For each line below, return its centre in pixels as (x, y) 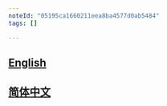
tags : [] (23, 23)
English (27, 62)
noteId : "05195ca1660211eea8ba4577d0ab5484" (84, 16)
